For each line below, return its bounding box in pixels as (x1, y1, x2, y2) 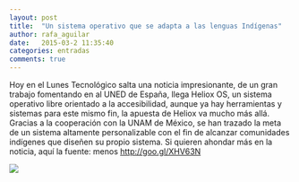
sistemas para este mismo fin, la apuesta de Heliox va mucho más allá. (9, 108, 270, 118)
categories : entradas (9, 47, 90, 56)
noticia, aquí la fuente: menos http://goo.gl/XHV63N (9, 146, 201, 157)
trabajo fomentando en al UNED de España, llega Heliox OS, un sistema (9, 89, 273, 100)
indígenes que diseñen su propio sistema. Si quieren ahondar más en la (9, 136, 273, 147)
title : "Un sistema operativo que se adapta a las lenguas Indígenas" (9, 22, 282, 30)
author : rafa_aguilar (9, 30, 90, 39)
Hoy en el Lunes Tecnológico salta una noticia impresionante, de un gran (9, 80, 278, 90)
